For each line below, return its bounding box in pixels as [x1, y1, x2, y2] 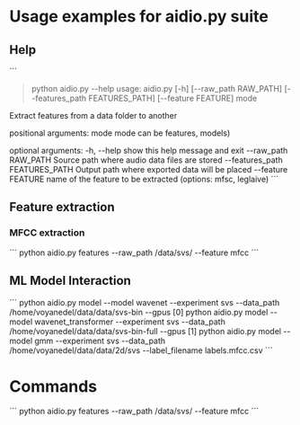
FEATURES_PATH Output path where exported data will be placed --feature [9, 164, 288, 174]
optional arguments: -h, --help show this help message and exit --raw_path [9, 146, 288, 155]
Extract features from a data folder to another [9, 111, 178, 120]
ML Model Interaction [9, 273, 132, 288]
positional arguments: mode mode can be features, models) [9, 128, 231, 138]
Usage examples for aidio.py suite [9, 6, 269, 27]
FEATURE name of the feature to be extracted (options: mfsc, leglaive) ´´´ [9, 173, 279, 184]
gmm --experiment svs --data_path [34, 335, 166, 346]
